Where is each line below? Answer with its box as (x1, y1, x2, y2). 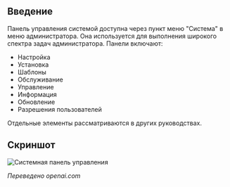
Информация (17, 90, 58, 98)
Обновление (17, 98, 56, 106)
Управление (17, 82, 54, 91)
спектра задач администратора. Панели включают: (7, 39, 163, 48)
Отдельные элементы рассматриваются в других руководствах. (7, 119, 203, 127)
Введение (7, 6, 53, 18)
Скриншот (7, 139, 56, 151)
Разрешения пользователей (17, 105, 102, 113)
